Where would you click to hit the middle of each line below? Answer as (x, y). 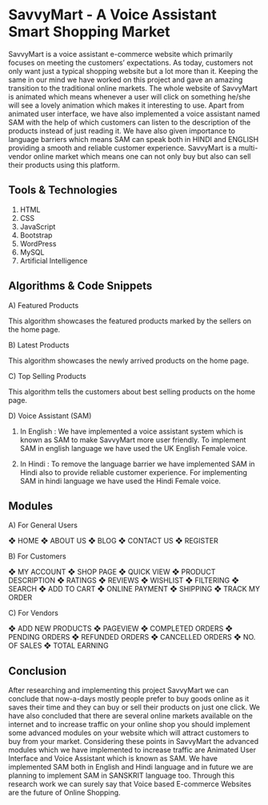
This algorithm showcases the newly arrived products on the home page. (129, 360)
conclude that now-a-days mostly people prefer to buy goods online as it (129, 699)
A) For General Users (43, 525)
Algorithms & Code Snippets (80, 286)
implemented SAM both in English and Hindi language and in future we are (131, 767)
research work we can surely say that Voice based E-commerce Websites (130, 784)
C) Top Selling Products (47, 376)
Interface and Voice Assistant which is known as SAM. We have (113, 758)
